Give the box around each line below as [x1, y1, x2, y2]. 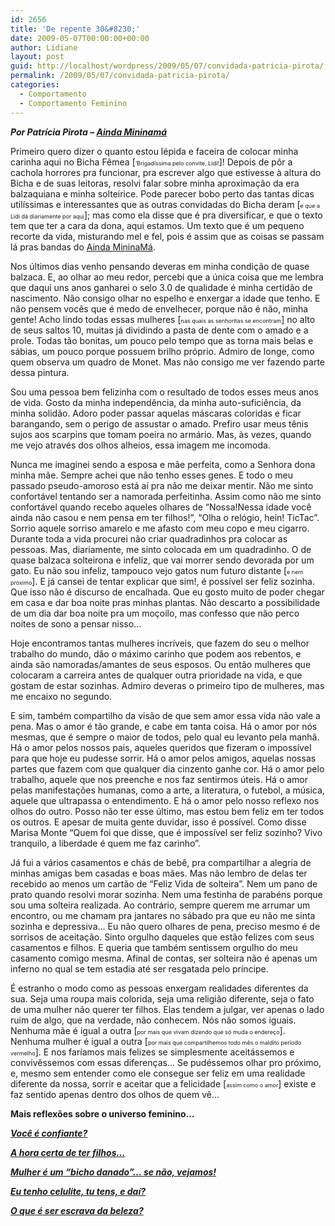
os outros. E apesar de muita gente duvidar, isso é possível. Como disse [10, 816, 307, 828]
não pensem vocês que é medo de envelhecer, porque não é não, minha [10, 302, 309, 315]
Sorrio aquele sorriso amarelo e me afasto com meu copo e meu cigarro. [10, 522, 310, 534]
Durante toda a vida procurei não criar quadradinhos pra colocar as [10, 532, 288, 545]
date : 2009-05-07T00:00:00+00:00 [10, 33, 150, 43]
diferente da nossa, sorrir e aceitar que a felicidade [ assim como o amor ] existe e [10, 1077, 317, 1090]
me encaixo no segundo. [10, 690, 113, 702]
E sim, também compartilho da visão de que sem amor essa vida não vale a [10, 709, 321, 721]
